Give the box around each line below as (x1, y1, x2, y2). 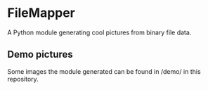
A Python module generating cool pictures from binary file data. (7, 28, 192, 37)
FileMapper (7, 5, 76, 21)
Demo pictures (7, 49, 74, 60)
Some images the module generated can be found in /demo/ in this (7, 67, 202, 75)
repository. (7, 75, 39, 83)
